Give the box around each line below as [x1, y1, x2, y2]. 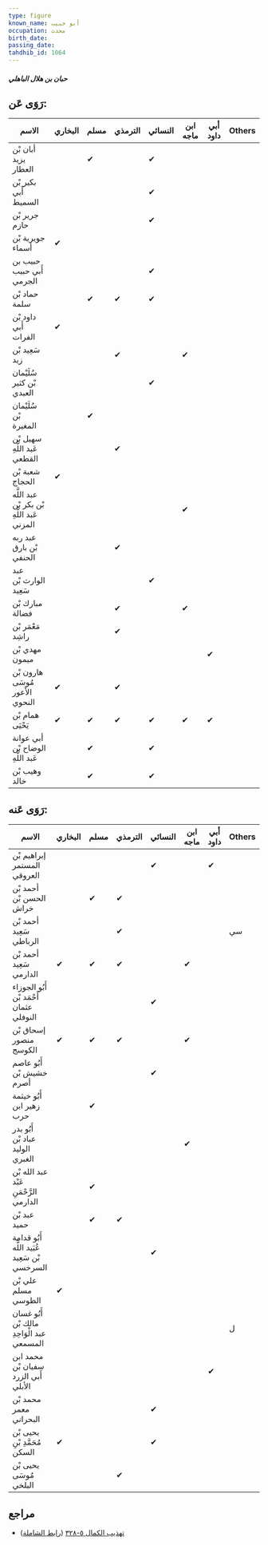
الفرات [12, 331, 36, 343]
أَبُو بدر [12, 1123, 34, 1135]
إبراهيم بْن [12, 850, 46, 861]
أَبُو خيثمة [12, 1091, 42, 1102]
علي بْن [12, 1275, 37, 1286]
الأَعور [12, 687, 33, 698]
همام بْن [12, 710, 40, 721]
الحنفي [12, 552, 36, 563]
